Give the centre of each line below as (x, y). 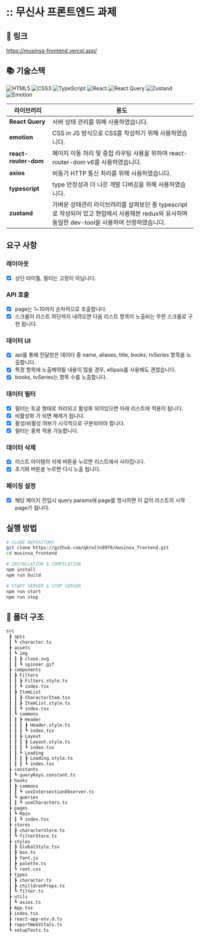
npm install (21, 570)
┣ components (25, 670)
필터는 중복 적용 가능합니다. (47, 430)
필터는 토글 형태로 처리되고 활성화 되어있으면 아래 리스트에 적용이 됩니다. (99, 408)
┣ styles (20, 841)
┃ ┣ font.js (24, 858)
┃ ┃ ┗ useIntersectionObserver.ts (51, 792)
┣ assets (20, 648)
